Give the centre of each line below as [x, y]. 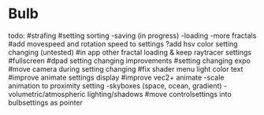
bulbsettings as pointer [45, 102]
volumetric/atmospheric [47, 94]
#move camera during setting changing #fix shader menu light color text [126, 69]
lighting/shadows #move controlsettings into [160, 94]
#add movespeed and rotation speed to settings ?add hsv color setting [123, 43]
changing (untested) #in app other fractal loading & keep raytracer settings [130, 52]
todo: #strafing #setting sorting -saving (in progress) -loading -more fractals [132, 35]
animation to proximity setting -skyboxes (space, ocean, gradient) [115, 85]
